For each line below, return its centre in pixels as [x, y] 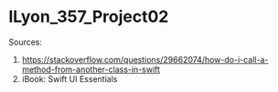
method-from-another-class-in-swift [91, 69]
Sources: [26, 42]
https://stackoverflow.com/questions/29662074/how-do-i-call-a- [145, 59]
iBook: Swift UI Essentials [69, 78]
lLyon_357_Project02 [89, 17]
